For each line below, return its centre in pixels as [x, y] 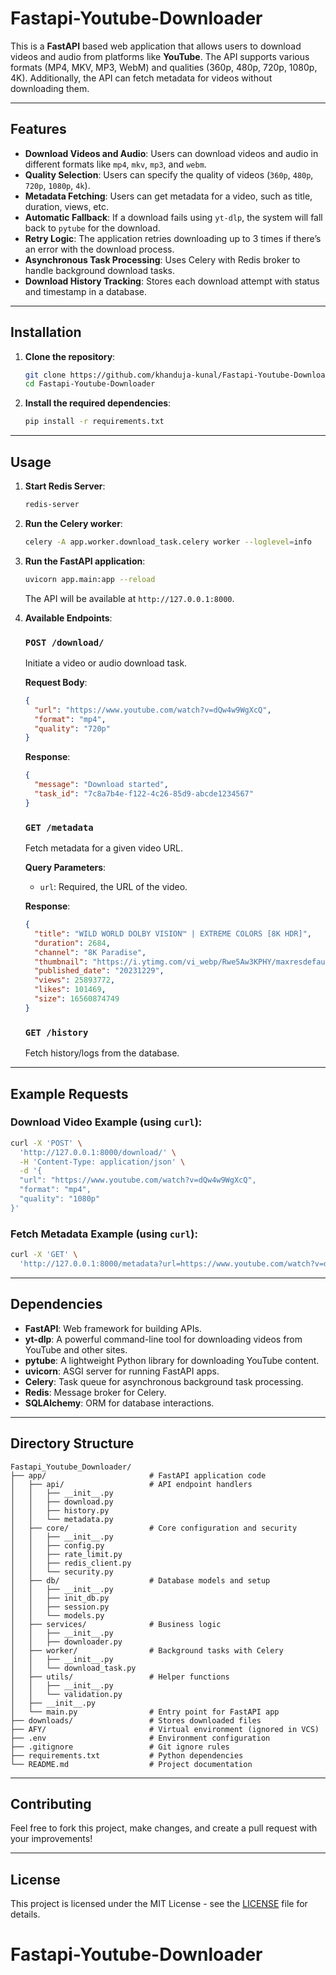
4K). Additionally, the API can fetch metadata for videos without [141, 78]
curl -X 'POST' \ [46, 1143]
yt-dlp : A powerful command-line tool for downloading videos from [163, 1339]
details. [25, 1914]
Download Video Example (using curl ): [106, 1122]
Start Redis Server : [65, 486]
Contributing [51, 1803]
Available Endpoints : [68, 618]
